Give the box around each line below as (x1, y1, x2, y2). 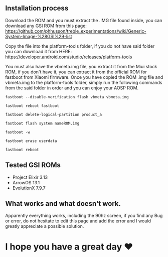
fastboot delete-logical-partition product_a (5, 112, 102, 117)
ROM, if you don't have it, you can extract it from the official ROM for (5, 69, 147, 75)
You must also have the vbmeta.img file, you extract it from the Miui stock (5, 63, 157, 69)
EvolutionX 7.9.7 (12, 185, 46, 191)
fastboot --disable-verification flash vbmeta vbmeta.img (5, 94, 129, 99)
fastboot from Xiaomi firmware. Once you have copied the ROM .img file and (5, 74, 163, 80)
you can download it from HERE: (5, 48, 72, 54)
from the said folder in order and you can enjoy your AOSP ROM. (5, 85, 139, 91)
